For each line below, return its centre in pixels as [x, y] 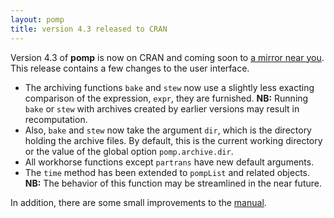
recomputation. [56, 119]
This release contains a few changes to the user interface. [130, 68]
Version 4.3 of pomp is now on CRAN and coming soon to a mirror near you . [167, 57]
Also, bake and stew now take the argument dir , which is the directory [168, 130]
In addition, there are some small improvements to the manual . [138, 202]
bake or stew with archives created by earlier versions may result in [162, 108]
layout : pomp [37, 19]
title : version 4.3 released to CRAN [89, 29]
